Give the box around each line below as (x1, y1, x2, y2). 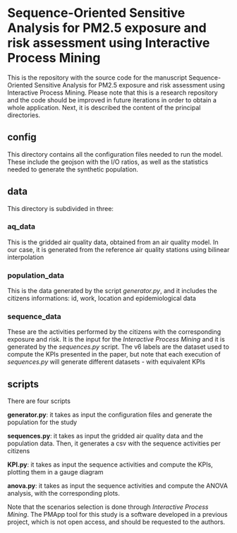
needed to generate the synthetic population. (7, 164, 139, 174)
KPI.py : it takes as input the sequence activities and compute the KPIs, (7, 460, 213, 469)
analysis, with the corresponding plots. (7, 489, 120, 498)
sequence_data (7, 312, 61, 322)
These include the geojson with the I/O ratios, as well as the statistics (7, 157, 209, 166)
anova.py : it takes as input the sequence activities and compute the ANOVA (7, 481, 228, 490)
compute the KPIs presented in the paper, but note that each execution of (7, 350, 221, 359)
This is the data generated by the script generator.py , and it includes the (7, 287, 217, 295)
